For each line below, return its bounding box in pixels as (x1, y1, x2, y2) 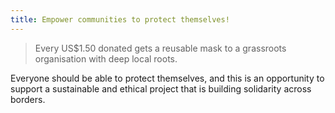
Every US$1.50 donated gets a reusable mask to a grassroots (34, 42, 287, 54)
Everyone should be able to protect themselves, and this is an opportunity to (10, 72, 325, 84)
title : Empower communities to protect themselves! (10, 14, 230, 25)
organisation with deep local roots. (34, 52, 178, 65)
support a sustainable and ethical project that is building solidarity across (10, 82, 312, 95)
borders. (10, 93, 46, 105)
